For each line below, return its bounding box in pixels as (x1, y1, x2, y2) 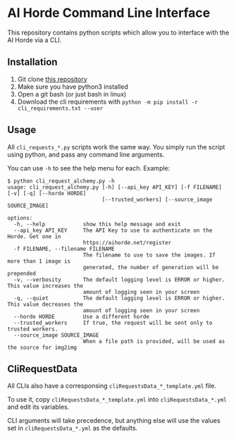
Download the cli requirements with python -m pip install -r (17, 97, 199, 106)
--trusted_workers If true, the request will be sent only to (13, 319, 213, 326)
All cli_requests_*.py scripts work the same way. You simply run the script (7, 142, 225, 151)
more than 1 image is (7, 257, 71, 265)
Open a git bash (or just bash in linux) (17, 89, 127, 98)
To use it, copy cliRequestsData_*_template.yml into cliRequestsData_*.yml (7, 395, 227, 404)
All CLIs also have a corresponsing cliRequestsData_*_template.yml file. (7, 382, 217, 390)
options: (7, 214, 33, 221)
